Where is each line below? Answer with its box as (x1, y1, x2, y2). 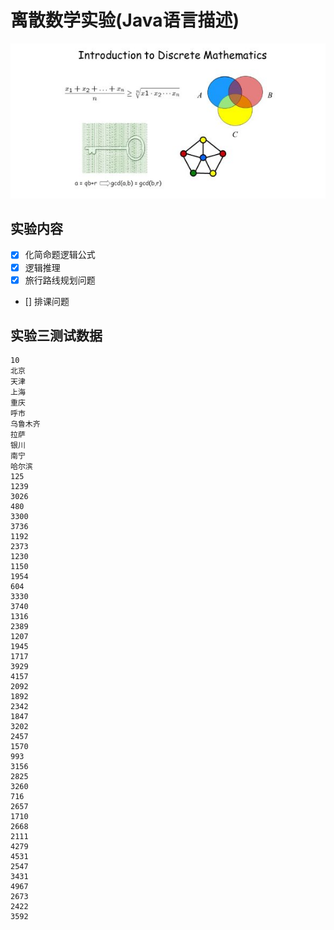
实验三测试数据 (10, 327, 103, 345)
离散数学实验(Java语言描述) (10, 9, 240, 32)
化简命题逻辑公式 (24, 249, 96, 261)
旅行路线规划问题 (24, 274, 96, 286)
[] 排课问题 (24, 295, 70, 307)
